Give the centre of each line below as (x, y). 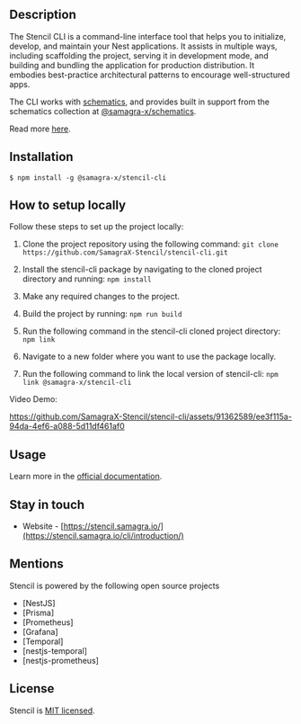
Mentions (37, 564)
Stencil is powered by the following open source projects (115, 585)
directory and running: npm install (87, 279)
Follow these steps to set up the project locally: (97, 227)
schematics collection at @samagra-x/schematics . (103, 111)
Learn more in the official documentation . (86, 477)
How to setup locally (68, 206)
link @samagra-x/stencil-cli (77, 383)
